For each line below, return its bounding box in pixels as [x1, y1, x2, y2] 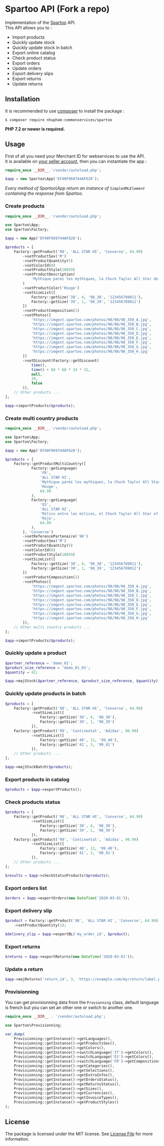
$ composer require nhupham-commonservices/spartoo [5, 117, 112, 123]
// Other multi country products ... [14, 625, 91, 630]
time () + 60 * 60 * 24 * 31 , [31, 367, 91, 372]
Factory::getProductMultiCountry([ [14, 461, 86, 467]
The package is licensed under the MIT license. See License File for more [5, 1131, 153, 1137]
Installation [5, 95, 40, 103]
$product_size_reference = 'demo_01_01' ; [5, 665, 91, 670]
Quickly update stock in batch [12, 44, 72, 50]
